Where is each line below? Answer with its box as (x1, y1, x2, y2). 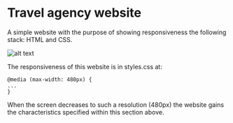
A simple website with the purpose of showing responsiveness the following (7, 28, 227, 36)
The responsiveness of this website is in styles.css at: (7, 62, 162, 71)
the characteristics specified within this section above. (7, 108, 164, 116)
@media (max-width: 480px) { (7, 75, 92, 83)
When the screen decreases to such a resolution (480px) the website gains (7, 100, 225, 109)
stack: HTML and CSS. (7, 35, 73, 43)
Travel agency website (7, 5, 142, 21)
